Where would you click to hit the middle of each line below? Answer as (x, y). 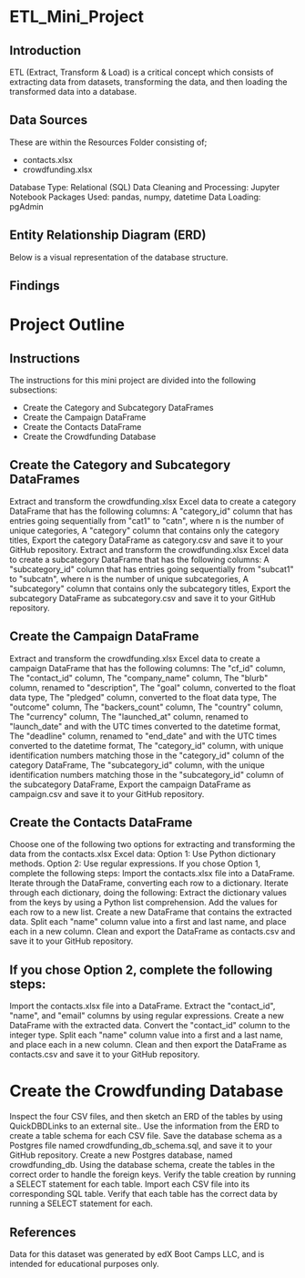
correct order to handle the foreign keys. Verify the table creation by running (152, 1175)
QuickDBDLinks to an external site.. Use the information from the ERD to (144, 1126)
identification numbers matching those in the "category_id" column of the (147, 755)
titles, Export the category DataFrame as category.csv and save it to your (147, 540)
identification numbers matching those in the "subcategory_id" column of (147, 774)
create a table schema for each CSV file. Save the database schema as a (146, 1136)
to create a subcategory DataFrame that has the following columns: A (140, 559)
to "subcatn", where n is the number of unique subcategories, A (129, 578)
